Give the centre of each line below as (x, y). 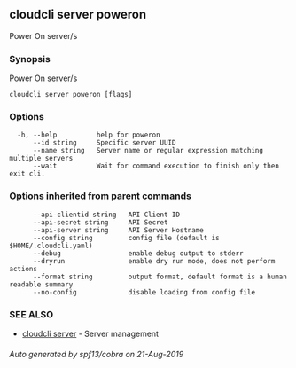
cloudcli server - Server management (90, 333)
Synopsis (30, 59)
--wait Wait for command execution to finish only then (156, 166)
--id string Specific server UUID (104, 143)
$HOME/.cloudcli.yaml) (51, 246)
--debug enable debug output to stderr (138, 253)
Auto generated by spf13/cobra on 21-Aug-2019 (97, 354)
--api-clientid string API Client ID (106, 215)
